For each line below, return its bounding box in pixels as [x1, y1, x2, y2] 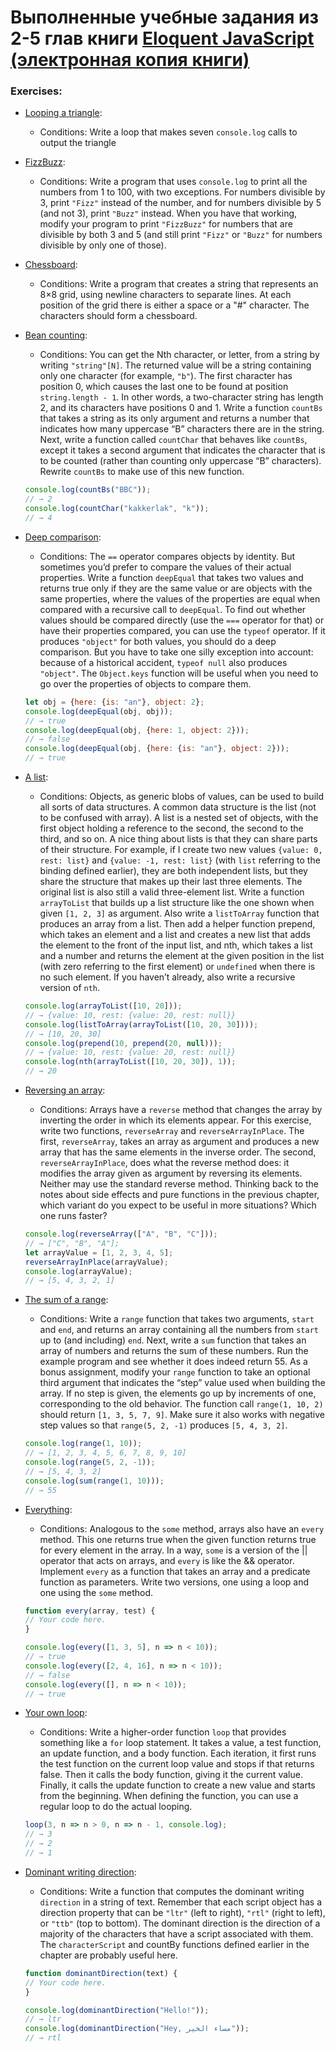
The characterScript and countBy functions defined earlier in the [39, 1938, 310, 1950]
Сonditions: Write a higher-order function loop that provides [39, 1726, 287, 1738]
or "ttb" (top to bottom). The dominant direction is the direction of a [39, 1917, 321, 1929]
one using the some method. [39, 1586, 154, 1598]
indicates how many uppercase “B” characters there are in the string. [39, 423, 325, 435]
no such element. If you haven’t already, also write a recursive [39, 971, 296, 983]
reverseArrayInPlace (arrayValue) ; [24, 1257, 169, 1267]
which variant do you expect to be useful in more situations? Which [39, 1199, 317, 1211]
